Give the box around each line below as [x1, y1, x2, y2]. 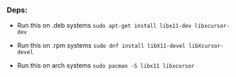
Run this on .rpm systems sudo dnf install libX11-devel [16, 41, 186, 50]
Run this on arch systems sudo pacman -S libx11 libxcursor [16, 61, 195, 70]
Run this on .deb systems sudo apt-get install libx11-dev [16, 21, 192, 30]
